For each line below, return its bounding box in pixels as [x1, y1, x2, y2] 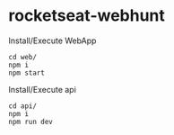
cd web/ [8, 52, 38, 61]
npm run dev [8, 117, 53, 126]
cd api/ [8, 101, 38, 111]
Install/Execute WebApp [8, 35, 97, 46]
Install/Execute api [8, 84, 77, 94]
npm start [8, 68, 46, 77]
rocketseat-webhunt [8, 5, 165, 26]
